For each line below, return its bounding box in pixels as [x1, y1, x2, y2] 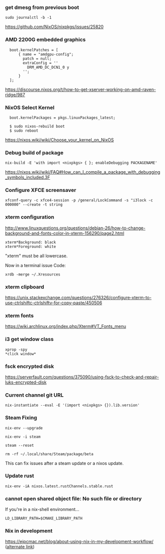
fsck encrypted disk [5, 363, 54, 369]
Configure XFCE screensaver [5, 187, 76, 194]
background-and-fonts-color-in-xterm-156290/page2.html [5, 230, 125, 236]
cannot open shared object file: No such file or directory [5, 495, 142, 502]
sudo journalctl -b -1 [5, 15, 52, 20]
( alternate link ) [5, 544, 35, 550]
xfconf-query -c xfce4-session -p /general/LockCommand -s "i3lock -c [5, 198, 153, 203]
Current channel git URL [5, 391, 64, 398]
